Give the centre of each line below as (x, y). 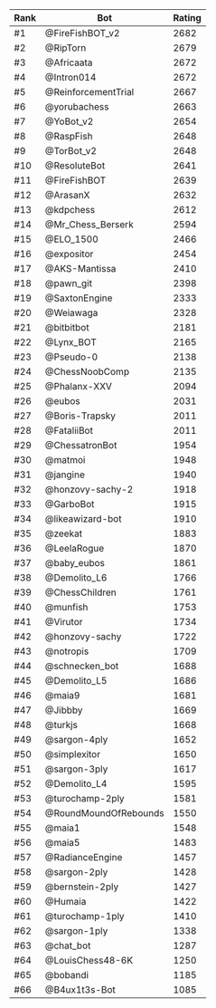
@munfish (66, 607)
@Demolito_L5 (76, 681)
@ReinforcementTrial (89, 92)
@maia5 (62, 843)
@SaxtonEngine (79, 298)
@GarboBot (70, 504)
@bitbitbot (67, 327)
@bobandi (66, 975)
